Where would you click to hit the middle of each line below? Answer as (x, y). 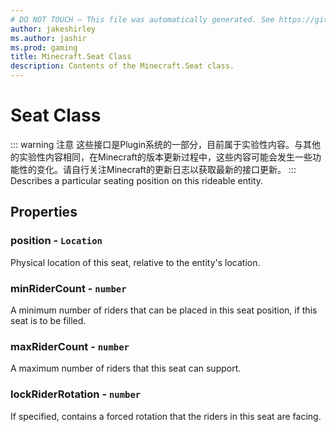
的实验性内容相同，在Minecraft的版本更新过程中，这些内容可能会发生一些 (161, 157)
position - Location (56, 241)
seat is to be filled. (48, 320)
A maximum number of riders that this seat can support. (126, 368)
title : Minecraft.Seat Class (71, 57)
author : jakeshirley (53, 29)
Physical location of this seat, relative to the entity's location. (135, 262)
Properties (44, 212)
